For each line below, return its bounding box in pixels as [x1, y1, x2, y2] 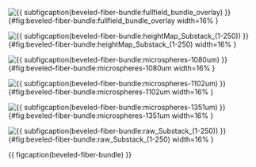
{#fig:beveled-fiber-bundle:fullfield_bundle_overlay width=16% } [8, 16, 219, 25]
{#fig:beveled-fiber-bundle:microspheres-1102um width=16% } [8, 87, 214, 97]
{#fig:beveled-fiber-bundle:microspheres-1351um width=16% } [8, 111, 214, 120]
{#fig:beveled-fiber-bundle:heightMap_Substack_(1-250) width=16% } [8, 40, 237, 49]
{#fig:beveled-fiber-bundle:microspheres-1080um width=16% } [8, 63, 216, 73]
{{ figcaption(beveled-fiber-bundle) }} [8, 150, 132, 159]
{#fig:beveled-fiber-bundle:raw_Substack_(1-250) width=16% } [8, 135, 214, 144]
